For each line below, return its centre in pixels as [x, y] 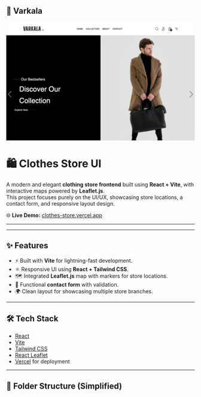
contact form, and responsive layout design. [60, 203]
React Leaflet [31, 355]
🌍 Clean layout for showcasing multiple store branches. [84, 291]
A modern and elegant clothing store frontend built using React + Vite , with [100, 184]
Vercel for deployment [42, 362]
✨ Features [27, 246]
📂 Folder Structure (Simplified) [64, 386]
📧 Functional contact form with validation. [67, 284]
